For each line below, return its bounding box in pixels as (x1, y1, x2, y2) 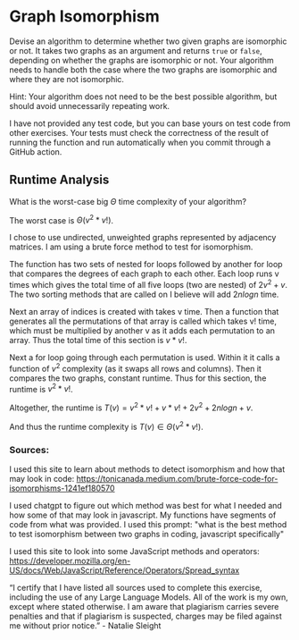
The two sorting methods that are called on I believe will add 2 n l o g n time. (9, 289, 279, 300)
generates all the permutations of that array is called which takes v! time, (9, 316, 277, 327)
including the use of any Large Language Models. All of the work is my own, (9, 592, 288, 602)
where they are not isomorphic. (9, 73, 125, 84)
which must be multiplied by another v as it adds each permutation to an (9, 325, 275, 336)
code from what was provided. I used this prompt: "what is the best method (9, 518, 287, 529)
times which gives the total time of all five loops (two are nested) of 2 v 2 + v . (9, 278, 288, 291)
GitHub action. (9, 146, 62, 157)
